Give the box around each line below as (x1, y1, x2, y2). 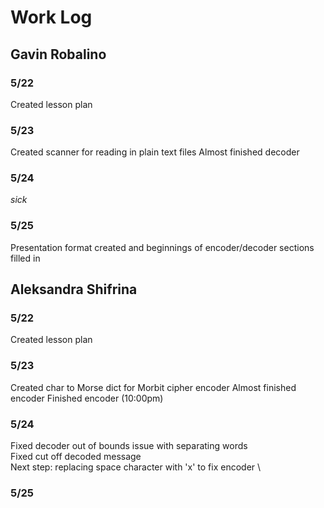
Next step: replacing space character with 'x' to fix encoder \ (10, 461, 262, 473)
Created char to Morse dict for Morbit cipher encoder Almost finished (10, 381, 297, 393)
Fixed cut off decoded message (10, 451, 142, 463)
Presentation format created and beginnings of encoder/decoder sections (10, 241, 315, 253)
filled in (10, 252, 41, 264)
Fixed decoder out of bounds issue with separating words (10, 440, 248, 452)
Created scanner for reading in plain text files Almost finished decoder (10, 146, 300, 158)
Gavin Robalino (10, 46, 107, 63)
